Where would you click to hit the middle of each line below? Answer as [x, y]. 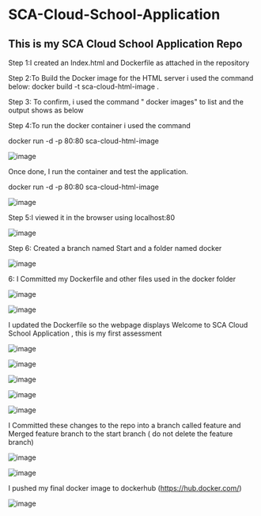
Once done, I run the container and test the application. [98, 171]
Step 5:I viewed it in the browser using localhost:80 [92, 218]
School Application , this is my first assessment [85, 333]
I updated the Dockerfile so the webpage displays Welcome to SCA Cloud [128, 325]
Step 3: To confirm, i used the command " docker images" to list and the [126, 102]
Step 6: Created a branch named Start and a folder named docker [115, 248]
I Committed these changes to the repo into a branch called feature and [125, 425]
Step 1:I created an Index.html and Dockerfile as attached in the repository [129, 63]
